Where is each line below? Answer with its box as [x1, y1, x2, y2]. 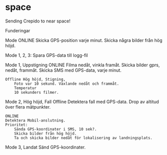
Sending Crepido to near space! [5, 18, 71, 24]
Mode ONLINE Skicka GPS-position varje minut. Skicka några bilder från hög [5, 37, 163, 43]
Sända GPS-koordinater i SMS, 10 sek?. [14, 127, 97, 132]
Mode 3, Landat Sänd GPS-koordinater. [5, 144, 86, 150]
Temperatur [14, 85, 37, 91]
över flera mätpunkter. [5, 104, 51, 110]
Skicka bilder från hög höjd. [14, 131, 77, 136]
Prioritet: [5, 122, 28, 127]
